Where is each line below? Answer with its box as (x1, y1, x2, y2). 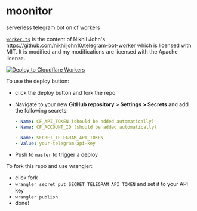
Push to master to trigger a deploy (14, 151, 98, 159)
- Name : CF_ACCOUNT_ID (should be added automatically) (14, 124, 157, 130)
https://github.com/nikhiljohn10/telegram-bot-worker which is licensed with (6, 42, 192, 49)
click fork (14, 174, 38, 181)
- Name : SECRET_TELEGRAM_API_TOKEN (14, 135, 104, 141)
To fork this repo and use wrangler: (6, 163, 93, 170)
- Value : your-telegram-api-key (14, 140, 96, 147)
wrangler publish (14, 194, 59, 200)
